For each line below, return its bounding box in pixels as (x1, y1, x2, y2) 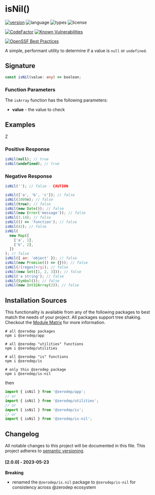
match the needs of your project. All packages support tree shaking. (5, 314, 142, 320)
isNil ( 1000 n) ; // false (5, 197, 53, 202)
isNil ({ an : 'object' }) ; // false (5, 256, 77, 261)
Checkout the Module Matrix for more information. (5, 320, 106, 325)
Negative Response (5, 172, 52, 179)
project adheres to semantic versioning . (5, 448, 85, 454)
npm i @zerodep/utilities (5, 346, 57, 351)
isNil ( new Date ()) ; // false (5, 206, 64, 211)
